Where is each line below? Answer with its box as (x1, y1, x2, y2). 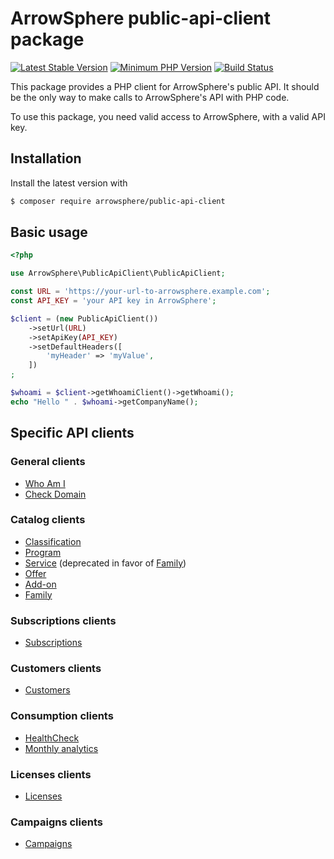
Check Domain (24, 488, 87, 500)
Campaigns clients (10, 815, 103, 829)
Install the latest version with (10, 177, 128, 189)
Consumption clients (10, 709, 114, 723)
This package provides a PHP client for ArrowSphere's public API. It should (10, 80, 320, 92)
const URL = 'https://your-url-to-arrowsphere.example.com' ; (10, 287, 271, 297)
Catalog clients (10, 513, 86, 527)
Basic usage (10, 224, 88, 241)
